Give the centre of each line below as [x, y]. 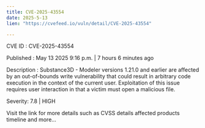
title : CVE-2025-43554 [35, 12]
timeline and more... [32, 119]
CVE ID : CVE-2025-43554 [40, 46]
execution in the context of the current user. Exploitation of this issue [93, 83]
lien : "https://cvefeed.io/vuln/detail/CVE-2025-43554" [79, 23]
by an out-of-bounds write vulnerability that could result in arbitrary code [99, 77]
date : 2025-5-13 [27, 18]
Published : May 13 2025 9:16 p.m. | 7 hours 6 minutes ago [80, 58]
